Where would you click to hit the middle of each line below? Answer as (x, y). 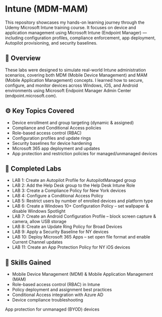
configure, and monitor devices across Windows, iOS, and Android (72, 85)
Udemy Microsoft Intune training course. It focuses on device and (71, 27)
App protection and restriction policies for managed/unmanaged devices (85, 153)
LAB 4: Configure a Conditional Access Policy (57, 196)
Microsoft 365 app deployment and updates (56, 148)
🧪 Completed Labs (33, 168)
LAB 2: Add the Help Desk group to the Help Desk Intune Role (73, 186)
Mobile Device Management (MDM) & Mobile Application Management (83, 274)
